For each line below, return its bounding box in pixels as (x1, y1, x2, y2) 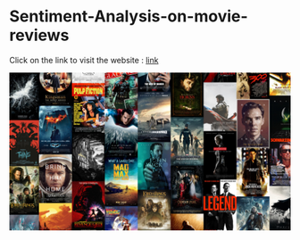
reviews (9, 25, 70, 46)
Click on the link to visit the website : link (9, 54, 159, 65)
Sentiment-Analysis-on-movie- (9, 6, 248, 27)
